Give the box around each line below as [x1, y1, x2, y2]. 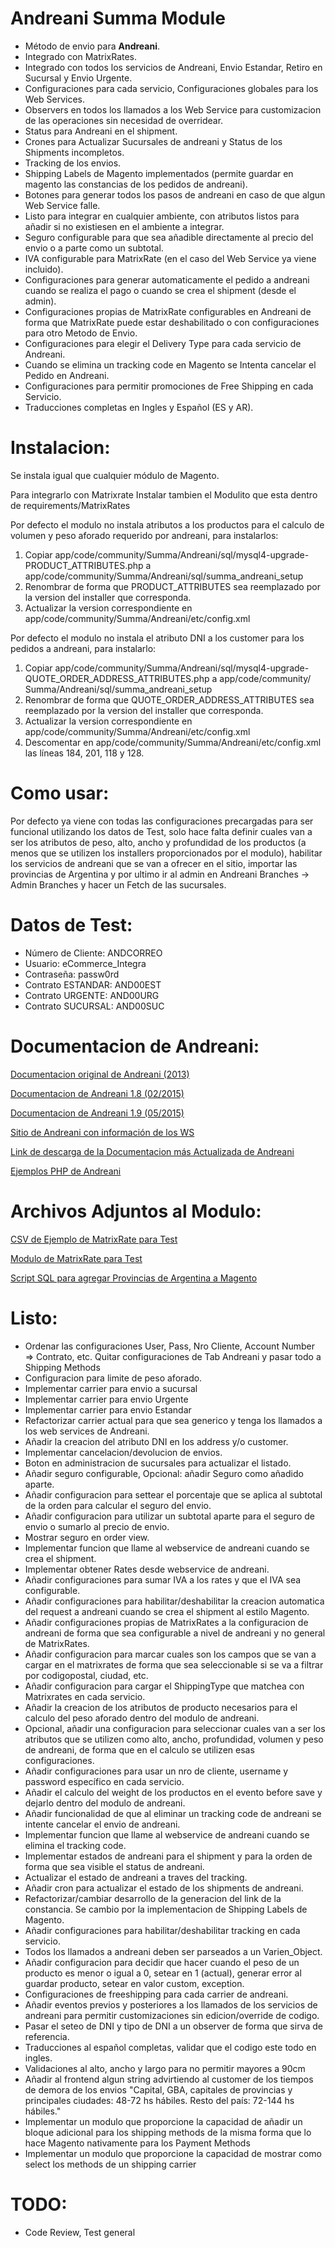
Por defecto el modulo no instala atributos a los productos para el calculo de [10, 518, 325, 531]
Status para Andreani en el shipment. [24, 125, 178, 137]
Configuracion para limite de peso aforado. [24, 1372, 203, 1384]
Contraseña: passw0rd [24, 968, 120, 980]
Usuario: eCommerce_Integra [24, 957, 147, 969]
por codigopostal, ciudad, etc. [24, 1669, 149, 1681]
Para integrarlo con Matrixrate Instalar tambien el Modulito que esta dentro [10, 488, 318, 501]
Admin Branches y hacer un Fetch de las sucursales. [10, 878, 227, 891]
